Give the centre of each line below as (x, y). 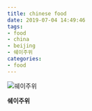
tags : (15, 26)
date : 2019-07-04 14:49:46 (46, 20)
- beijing (22, 46)
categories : (24, 59)
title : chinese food (37, 14)
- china (18, 40)
